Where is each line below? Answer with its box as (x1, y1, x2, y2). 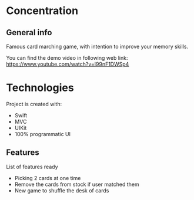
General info (6, 28, 52, 38)
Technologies (6, 81, 75, 94)
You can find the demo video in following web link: (6, 55, 128, 61)
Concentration (6, 4, 78, 18)
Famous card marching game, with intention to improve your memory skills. (6, 43, 189, 50)
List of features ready (6, 163, 58, 170)
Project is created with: (6, 100, 62, 107)
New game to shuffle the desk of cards (14, 187, 109, 194)
